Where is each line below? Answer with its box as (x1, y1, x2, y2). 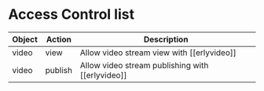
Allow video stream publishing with (79, 60, 209, 71)
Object (12, 34, 38, 45)
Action (46, 34, 72, 45)
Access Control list (8, 5, 135, 24)
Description (143, 34, 189, 45)
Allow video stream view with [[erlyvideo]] (79, 47, 237, 58)
